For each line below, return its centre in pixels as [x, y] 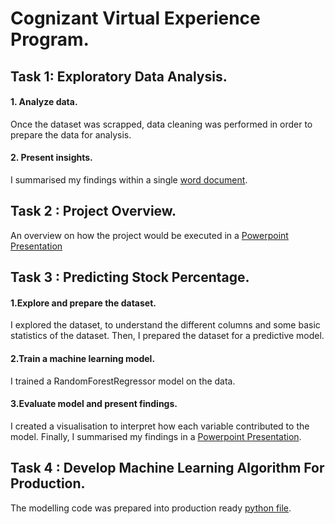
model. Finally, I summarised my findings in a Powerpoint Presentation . [156, 436]
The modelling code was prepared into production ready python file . [151, 508]
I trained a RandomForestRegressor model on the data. [123, 381]
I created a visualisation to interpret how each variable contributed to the [160, 426]
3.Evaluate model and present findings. [94, 404]
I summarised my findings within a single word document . [129, 179]
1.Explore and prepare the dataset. [83, 303]
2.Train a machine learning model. [83, 358]
